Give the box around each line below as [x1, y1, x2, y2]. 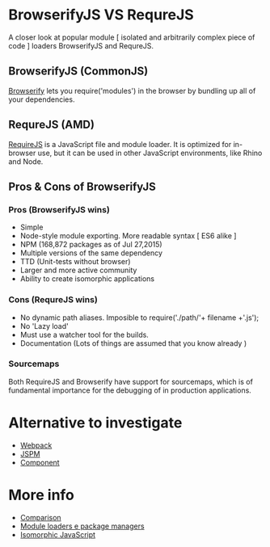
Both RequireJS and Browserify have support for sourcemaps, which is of [8, 377, 253, 386]
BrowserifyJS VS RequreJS [8, 6, 194, 24]
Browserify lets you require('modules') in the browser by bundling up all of [8, 86, 256, 95]
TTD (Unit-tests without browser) [19, 257, 131, 267]
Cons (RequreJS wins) [8, 294, 99, 305]
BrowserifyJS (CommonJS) [8, 65, 149, 78]
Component [19, 457, 60, 467]
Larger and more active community [19, 265, 137, 276]
